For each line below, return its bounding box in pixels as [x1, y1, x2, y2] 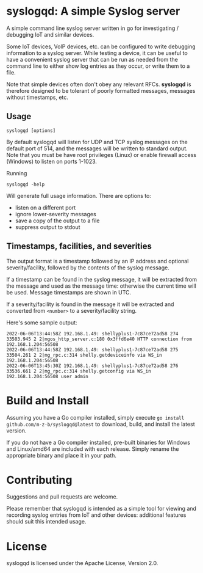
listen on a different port [15, 203, 76, 211]
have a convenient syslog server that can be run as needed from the [6, 56, 178, 63]
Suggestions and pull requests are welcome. [6, 493, 118, 500]
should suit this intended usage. [6, 518, 87, 525]
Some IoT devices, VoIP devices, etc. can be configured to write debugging [6, 43, 196, 50]
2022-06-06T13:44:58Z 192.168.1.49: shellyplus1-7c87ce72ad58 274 [6, 330, 179, 337]
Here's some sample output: [6, 319, 77, 326]
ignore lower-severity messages [15, 210, 96, 217]
